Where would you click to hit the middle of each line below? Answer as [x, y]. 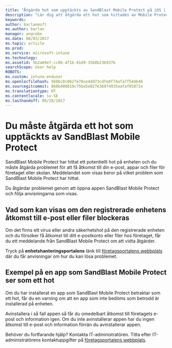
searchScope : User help [31, 67]
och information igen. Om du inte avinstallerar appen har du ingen [85, 319]
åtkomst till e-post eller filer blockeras [67, 218]
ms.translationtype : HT [31, 91]
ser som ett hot [30, 281]
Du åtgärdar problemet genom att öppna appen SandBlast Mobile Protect [82, 188]
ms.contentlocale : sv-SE [32, 96]
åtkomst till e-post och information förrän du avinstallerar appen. [73, 324]
